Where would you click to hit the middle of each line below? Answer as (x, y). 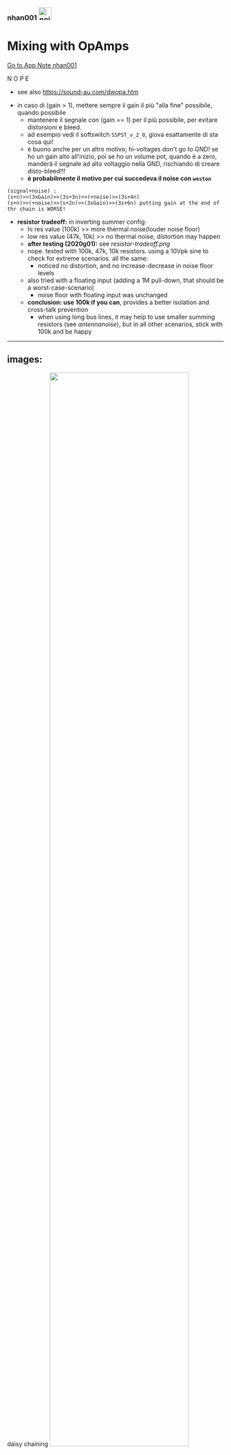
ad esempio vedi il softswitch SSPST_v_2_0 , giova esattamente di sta (123, 134)
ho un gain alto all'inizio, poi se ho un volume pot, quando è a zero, (122, 156)
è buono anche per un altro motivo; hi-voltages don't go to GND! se (123, 149)
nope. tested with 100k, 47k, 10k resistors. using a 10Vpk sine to (118, 251)
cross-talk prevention (57, 309)
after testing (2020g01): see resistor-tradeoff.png (99, 244)
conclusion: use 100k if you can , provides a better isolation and (118, 302)
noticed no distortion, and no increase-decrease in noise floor (125, 266)
